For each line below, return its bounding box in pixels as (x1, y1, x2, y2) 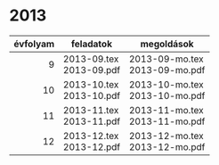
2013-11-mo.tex (128, 103, 204, 116)
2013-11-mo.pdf (128, 115, 206, 128)
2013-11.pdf (62, 115, 121, 128)
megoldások (140, 37, 194, 50)
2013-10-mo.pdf (128, 89, 206, 102)
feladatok (70, 37, 113, 50)
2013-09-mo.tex (128, 53, 204, 65)
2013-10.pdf (62, 89, 121, 102)
